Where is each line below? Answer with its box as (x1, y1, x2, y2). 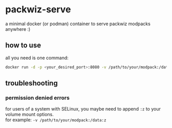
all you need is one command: (5, 54, 69, 61)
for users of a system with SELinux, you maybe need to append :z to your (5, 106, 161, 112)
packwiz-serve (5, 4, 71, 15)
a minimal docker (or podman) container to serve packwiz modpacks (5, 21, 151, 27)
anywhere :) (5, 26, 31, 32)
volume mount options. (5, 112, 54, 118)
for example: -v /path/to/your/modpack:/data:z (5, 117, 106, 123)
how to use (5, 41, 41, 50)
